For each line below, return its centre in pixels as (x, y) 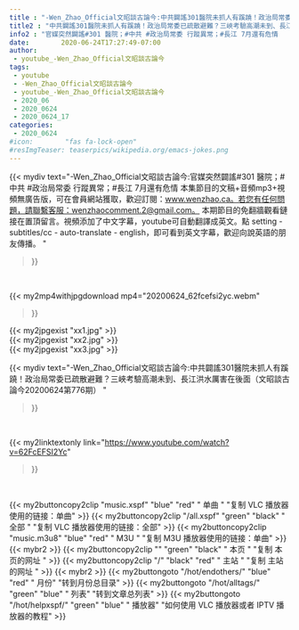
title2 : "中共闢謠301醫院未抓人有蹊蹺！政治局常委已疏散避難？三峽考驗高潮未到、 (145, 26)
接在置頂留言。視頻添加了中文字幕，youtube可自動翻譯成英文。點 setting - (146, 221)
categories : (31, 126)
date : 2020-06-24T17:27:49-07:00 (85, 42)
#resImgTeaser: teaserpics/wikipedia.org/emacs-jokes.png (119, 150)
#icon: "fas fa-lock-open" (73, 142)
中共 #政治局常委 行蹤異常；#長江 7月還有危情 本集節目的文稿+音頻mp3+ (143, 187)
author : (24, 51)
